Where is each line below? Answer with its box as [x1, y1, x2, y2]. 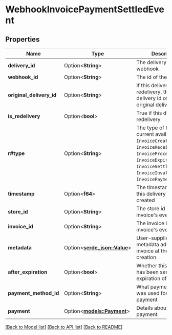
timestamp [8, 190, 35, 197]
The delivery [136, 59, 167, 66]
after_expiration [8, 268, 48, 275]
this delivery [136, 190, 166, 197]
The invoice [136, 220, 165, 227]
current [136, 131, 155, 137]
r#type [8, 150, 25, 157]
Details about [136, 304, 168, 311]
